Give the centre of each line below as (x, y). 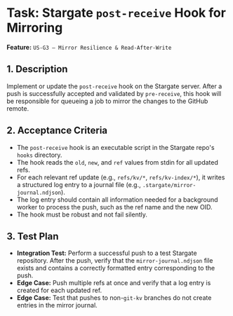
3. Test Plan (33, 236)
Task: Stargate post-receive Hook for (116, 13)
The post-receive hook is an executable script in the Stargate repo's (115, 147)
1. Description (37, 69)
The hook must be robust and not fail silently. (82, 214)
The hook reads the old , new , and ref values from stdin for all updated (118, 162)
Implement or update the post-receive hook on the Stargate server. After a (114, 86)
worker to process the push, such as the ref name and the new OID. (114, 207)
